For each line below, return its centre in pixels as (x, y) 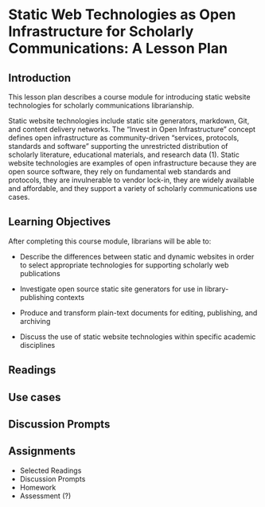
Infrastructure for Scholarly (101, 31)
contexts (70, 297)
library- (216, 289)
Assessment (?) (45, 496)
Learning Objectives (60, 222)
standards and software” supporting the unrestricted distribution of (118, 146)
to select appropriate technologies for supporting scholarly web (124, 265)
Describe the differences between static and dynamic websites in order (137, 256)
